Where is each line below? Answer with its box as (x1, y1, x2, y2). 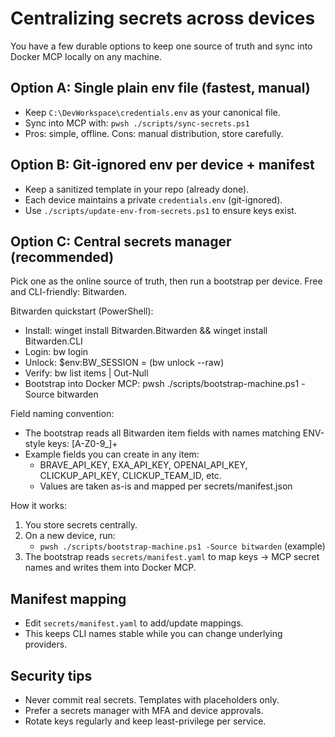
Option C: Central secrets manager (10, 233, 232, 250)
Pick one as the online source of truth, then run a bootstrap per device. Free (10, 275, 323, 287)
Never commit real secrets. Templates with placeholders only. (24, 694, 280, 706)
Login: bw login (24, 346, 89, 358)
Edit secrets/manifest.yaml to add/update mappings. (24, 617, 244, 629)
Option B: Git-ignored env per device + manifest (10, 157, 315, 174)
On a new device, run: (24, 530, 116, 542)
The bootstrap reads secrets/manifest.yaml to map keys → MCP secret (24, 551, 320, 563)
